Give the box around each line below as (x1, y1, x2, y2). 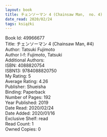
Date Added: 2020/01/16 (5, 110, 55, 116)
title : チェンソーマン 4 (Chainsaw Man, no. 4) (5, 12, 103, 17)
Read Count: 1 (5, 121, 34, 127)
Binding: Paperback (5, 89, 46, 95)
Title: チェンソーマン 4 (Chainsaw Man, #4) (5, 41, 94, 47)
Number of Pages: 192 (5, 94, 51, 100)
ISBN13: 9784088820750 (5, 68, 57, 74)
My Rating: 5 (5, 73, 31, 79)
